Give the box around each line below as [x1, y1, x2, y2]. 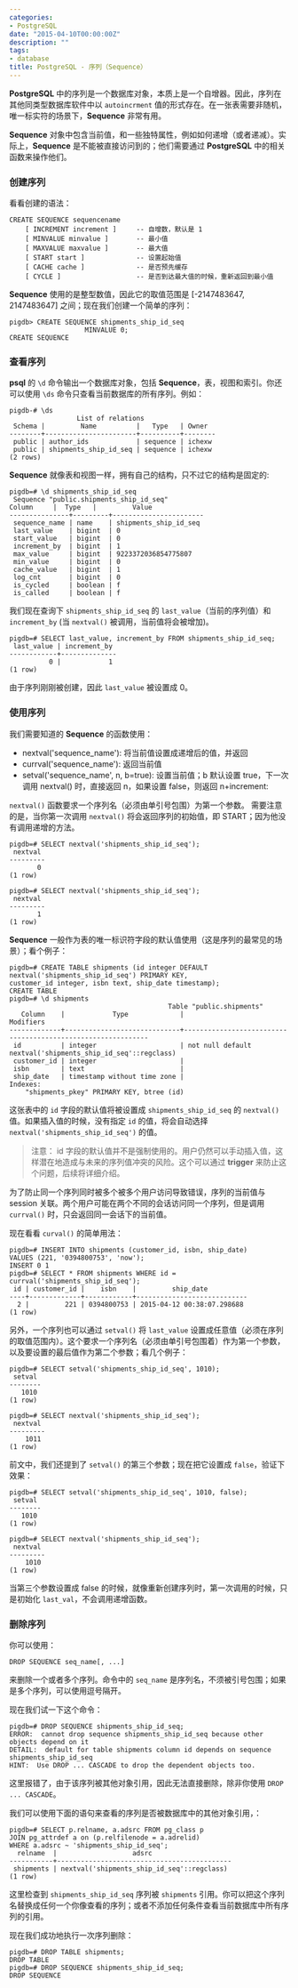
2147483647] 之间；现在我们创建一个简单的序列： [9, 300, 192, 311]
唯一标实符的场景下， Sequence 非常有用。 [9, 110, 167, 121]
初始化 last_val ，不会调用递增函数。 [16, 1593, 153, 1604]
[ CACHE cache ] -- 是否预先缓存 [25, 263, 188, 272]
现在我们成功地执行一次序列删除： [9, 1930, 134, 1941]
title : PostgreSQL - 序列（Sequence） [9, 63, 148, 72]
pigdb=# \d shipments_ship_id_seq [9, 487, 137, 496]
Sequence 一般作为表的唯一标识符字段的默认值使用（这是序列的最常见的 [9, 934, 275, 945]
